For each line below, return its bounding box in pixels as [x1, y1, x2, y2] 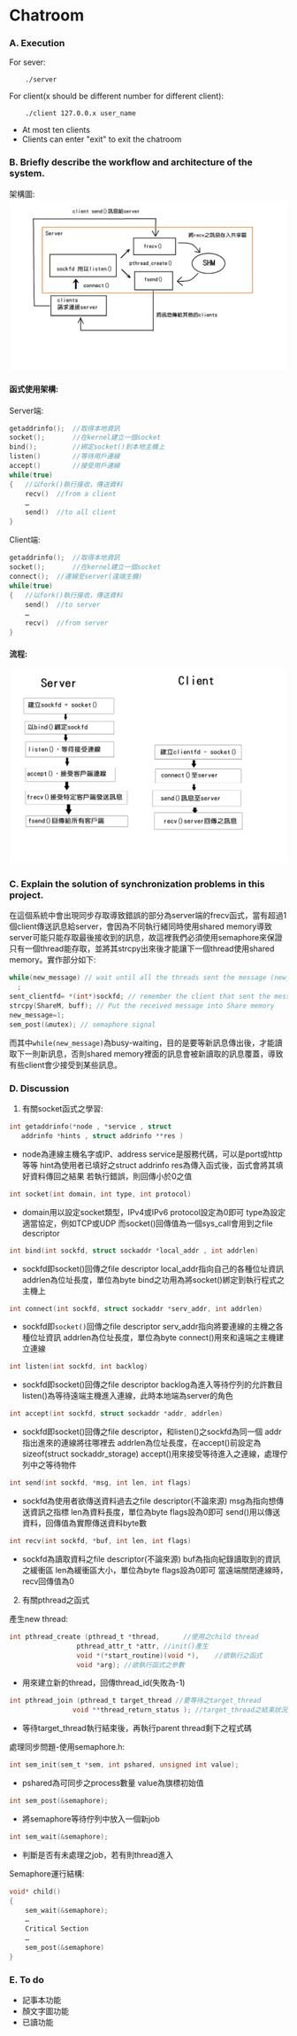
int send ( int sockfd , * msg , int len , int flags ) [9, 1478, 192, 1487]
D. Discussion [9, 1082, 70, 1095]
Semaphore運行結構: [9, 1868, 85, 1879]
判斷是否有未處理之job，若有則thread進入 [21, 1849, 174, 1860]
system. [9, 168, 46, 180]
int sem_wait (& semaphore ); [9, 1832, 109, 1841]
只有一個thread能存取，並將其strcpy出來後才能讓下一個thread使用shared [9, 943, 275, 954]
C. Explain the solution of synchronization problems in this [9, 878, 265, 891]
